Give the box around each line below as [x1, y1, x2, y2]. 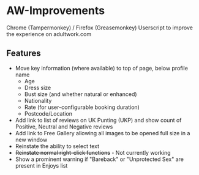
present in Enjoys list [15, 162, 68, 169]
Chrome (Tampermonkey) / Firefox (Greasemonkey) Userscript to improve [6, 24, 193, 31]
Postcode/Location [24, 110, 72, 117]
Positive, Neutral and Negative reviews [15, 123, 113, 130]
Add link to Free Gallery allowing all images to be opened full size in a [15, 129, 190, 136]
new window [15, 136, 48, 143]
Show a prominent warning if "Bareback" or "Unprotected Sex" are [15, 155, 184, 163]
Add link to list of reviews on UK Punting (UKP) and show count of [15, 116, 182, 124]
